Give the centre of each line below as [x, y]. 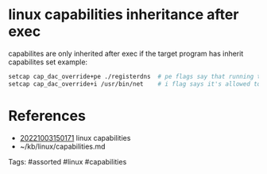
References [47, 116]
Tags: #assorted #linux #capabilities [68, 161]
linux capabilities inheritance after [124, 15]
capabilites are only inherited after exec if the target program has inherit [126, 53]
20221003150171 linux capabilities [75, 137]
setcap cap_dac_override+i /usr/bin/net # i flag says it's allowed [129, 84]
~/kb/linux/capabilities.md [62, 146]
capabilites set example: [48, 62]
